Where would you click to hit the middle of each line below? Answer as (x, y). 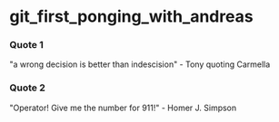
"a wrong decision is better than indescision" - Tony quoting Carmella (140, 64)
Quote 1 (26, 45)
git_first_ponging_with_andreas (131, 17)
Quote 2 (27, 88)
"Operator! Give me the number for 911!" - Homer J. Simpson (123, 108)
